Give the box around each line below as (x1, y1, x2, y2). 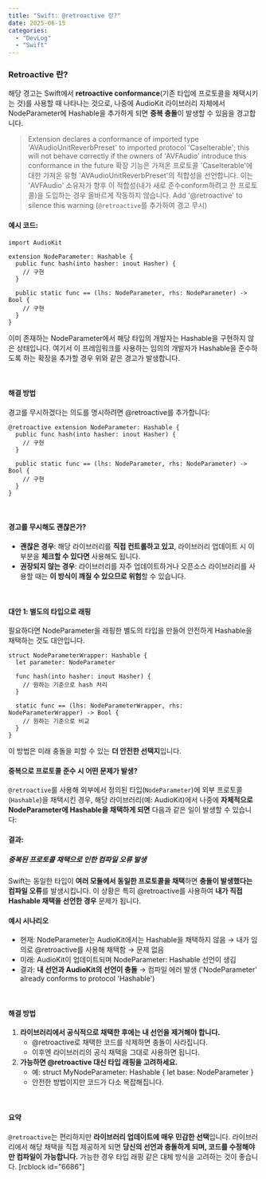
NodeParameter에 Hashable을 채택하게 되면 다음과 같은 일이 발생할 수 (8, 805, 231, 815)
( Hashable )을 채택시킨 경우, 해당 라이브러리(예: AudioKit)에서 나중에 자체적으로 (8, 795, 253, 805)
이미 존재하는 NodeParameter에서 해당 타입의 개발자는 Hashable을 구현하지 (8, 333, 246, 343)
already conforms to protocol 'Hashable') (19, 973, 155, 984)
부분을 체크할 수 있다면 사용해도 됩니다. (19, 551, 141, 562)
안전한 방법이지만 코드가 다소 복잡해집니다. (31, 1077, 165, 1087)
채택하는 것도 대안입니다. (8, 636, 85, 645)
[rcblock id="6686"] (18, 1161, 85, 1171)
